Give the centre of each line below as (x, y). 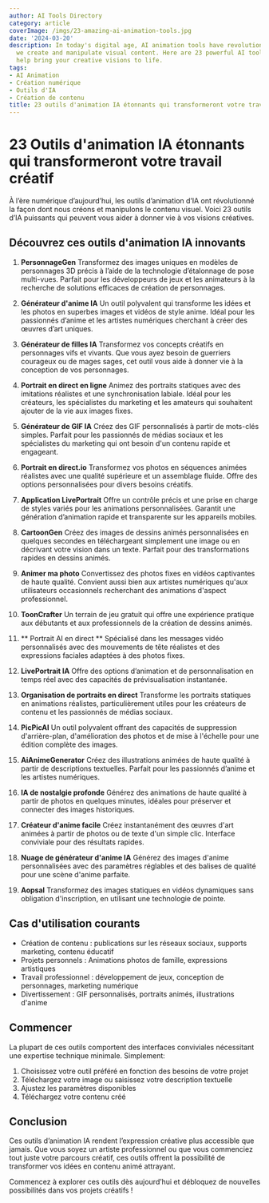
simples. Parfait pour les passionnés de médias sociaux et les (122, 435)
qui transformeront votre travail (116, 162)
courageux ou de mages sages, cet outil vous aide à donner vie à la (132, 361)
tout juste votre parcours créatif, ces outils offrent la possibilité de (117, 1158)
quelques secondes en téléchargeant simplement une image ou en (130, 540)
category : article (40, 23)
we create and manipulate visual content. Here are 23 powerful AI (131, 53)
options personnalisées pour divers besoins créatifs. (107, 484)
